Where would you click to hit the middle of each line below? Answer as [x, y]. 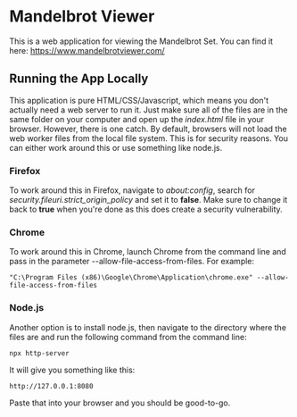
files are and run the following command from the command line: [128, 337]
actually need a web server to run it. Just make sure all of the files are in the [148, 110]
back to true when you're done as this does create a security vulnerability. [146, 209]
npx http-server [39, 353]
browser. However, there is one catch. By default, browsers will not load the [148, 129]
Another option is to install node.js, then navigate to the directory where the [148, 327]
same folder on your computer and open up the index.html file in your [137, 119]
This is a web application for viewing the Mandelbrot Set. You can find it [141, 41]
